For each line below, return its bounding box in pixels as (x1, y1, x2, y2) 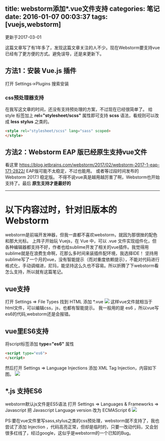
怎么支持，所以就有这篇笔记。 (5, 269, 65, 275)
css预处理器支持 (5, 94, 44, 101)
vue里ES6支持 (5, 327, 49, 335)
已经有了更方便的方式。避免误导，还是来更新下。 (5, 51, 104, 57)
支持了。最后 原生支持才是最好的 (5, 181, 71, 186)
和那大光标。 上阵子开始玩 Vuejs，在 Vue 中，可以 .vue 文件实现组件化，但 (5, 238, 157, 244)
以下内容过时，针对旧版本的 (5, 204, 117, 216)
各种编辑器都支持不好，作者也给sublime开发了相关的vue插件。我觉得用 (5, 244, 149, 250)
